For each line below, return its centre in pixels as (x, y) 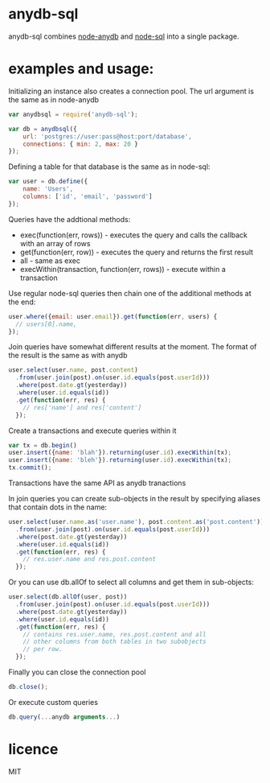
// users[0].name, (47, 324)
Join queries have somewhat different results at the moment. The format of (133, 347)
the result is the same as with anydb (68, 356)
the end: (22, 302)
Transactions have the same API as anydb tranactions (97, 483)
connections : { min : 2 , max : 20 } (80, 144)
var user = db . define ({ (48, 182)
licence (33, 749)
